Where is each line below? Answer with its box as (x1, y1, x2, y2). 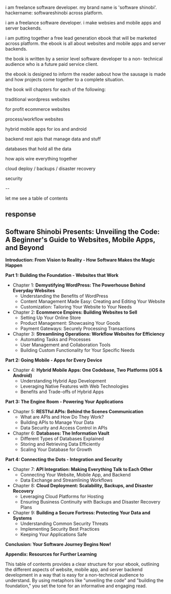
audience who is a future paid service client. (5, 61, 99, 67)
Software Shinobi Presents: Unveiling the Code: (5, 227, 160, 236)
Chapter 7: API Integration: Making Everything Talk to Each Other (12, 466, 153, 472)
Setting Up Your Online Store (20, 315, 81, 321)
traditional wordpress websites (5, 97, 70, 102)
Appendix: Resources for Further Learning (5, 551, 97, 557)
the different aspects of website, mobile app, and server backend (5, 566, 143, 573)
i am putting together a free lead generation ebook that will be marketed (5, 35, 157, 41)
